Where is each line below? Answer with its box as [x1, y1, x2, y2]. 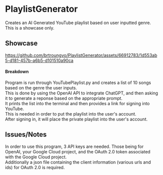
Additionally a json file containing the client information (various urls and [5, 159, 151, 165]
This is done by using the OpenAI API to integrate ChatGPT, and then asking [5, 90, 158, 96]
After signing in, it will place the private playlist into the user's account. [5, 116, 148, 122]
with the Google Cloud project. [5, 154, 67, 160]
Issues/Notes [5, 130, 47, 139]
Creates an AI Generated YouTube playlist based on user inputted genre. [5, 20, 151, 26]
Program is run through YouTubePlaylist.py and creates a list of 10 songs [5, 80, 151, 86]
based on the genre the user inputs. [5, 85, 77, 90]
